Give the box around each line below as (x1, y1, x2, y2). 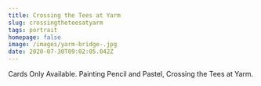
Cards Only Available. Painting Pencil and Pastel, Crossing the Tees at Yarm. (8, 70, 254, 78)
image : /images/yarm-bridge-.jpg (8, 41, 118, 48)
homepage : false (8, 33, 61, 41)
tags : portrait (8, 26, 58, 34)
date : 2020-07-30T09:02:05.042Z (8, 48, 114, 56)
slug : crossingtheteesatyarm (8, 19, 103, 27)
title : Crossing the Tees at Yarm (8, 11, 121, 20)
